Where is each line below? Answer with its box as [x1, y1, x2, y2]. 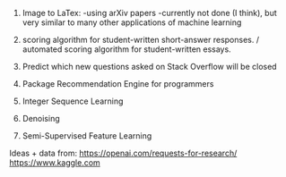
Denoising [22, 114, 60, 123]
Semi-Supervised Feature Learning [22, 131, 152, 141]
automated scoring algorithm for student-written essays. [22, 44, 231, 55]
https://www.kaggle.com [9, 157, 100, 168]
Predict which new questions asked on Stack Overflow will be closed [22, 62, 277, 72]
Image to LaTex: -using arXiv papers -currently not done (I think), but [22, 8, 277, 18]
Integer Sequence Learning [22, 96, 124, 106]
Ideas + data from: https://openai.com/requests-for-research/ [9, 147, 238, 158]
